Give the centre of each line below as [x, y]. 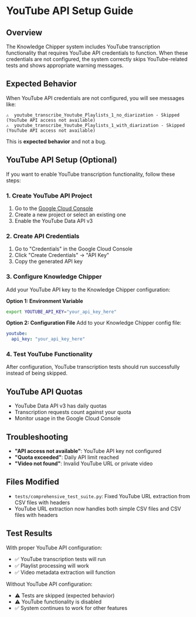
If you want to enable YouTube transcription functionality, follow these [91, 174]
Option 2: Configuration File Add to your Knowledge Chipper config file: [94, 323]
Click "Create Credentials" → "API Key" [62, 255]
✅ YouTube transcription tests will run [60, 559]
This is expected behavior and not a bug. [56, 141]
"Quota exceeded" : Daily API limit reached [67, 458]
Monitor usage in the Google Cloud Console [67, 418]
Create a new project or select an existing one [70, 214]
